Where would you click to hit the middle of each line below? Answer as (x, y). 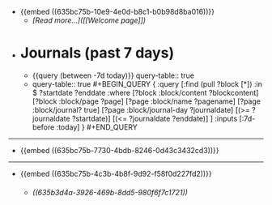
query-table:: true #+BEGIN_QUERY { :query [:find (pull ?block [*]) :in (147, 83)
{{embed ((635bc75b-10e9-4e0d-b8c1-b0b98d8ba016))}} (117, 12)
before (43, 127)
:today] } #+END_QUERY (97, 127)
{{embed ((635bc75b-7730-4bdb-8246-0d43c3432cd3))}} (119, 150)
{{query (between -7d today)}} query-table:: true (113, 75)
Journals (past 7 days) (97, 53)
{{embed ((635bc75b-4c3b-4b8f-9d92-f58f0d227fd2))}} (116, 173)
